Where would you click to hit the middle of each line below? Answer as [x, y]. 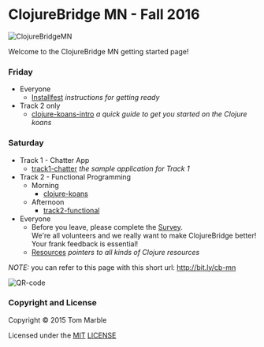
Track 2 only [40, 106]
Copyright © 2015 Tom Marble [58, 319]
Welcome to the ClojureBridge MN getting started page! [99, 51]
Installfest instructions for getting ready [95, 98]
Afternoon [48, 201]
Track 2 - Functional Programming [75, 177]
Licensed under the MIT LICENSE [62, 335]
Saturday [26, 143]
